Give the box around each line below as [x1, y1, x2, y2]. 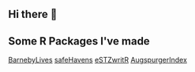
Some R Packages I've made [8, 34, 150, 48]
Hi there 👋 [8, 8, 58, 21]
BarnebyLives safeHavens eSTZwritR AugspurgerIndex [8, 56, 188, 65]
